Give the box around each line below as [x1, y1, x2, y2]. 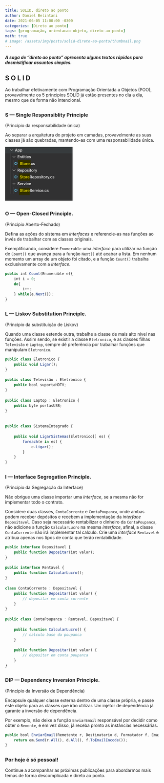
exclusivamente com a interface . [5, 261, 71, 267]
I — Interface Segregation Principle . [5, 473, 92, 480]
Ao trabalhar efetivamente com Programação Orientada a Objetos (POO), [5, 87, 152, 93]
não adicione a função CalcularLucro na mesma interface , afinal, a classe [5, 524, 153, 530]
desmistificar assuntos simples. [5, 60, 72, 65]
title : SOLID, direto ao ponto [5, 8, 69, 13]
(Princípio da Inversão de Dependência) [5, 688, 85, 694]
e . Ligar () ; [31, 444, 54, 449]
